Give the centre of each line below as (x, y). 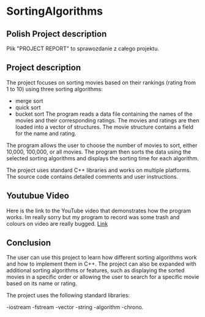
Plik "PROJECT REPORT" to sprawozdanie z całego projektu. (83, 48)
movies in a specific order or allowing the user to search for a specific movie (103, 277)
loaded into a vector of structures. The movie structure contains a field (104, 127)
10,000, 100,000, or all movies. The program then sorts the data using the (99, 152)
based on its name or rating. (42, 283)
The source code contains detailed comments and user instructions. (92, 176)
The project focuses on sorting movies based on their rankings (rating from (101, 82)
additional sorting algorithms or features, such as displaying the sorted (95, 270)
